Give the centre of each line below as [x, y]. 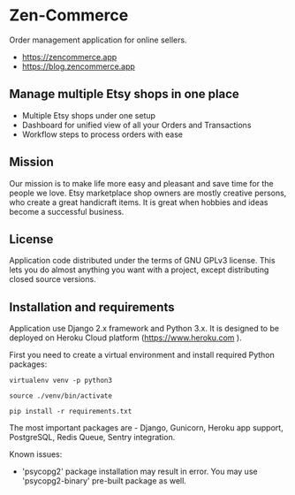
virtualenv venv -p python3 [61, 381]
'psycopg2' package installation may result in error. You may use [140, 472]
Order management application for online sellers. [98, 40]
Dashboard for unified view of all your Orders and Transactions [136, 125]
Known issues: [36, 454]
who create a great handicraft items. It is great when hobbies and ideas [139, 202]
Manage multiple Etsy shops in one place [125, 94]
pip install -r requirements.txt [71, 412]
